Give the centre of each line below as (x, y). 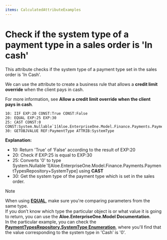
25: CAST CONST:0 (23, 122)
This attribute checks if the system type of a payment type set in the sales (81, 69)
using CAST (91, 171)
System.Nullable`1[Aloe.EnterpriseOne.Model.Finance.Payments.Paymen (87, 165)
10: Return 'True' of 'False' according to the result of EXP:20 (74, 150)
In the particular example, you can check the (51, 222)
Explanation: (19, 140)
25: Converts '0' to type (37, 160)
